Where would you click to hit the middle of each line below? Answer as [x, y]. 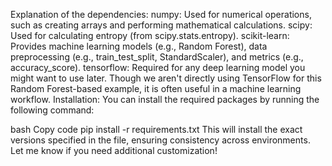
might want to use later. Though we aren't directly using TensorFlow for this [166, 78]
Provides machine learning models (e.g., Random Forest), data [139, 46]
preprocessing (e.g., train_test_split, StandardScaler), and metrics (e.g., [157, 57]
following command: [52, 110]
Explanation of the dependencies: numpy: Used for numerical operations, [161, 14]
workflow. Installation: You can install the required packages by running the [165, 99]
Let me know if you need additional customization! [114, 150]
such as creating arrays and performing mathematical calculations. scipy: [161, 25]
